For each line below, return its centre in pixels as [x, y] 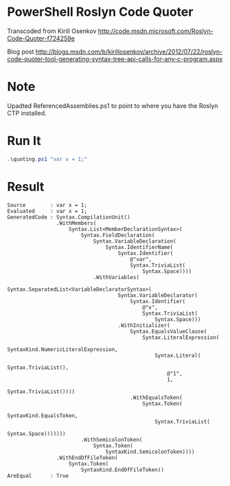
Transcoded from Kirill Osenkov [52, 31]
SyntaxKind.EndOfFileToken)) [123, 470]
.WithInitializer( [144, 325]
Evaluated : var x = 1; [47, 211]
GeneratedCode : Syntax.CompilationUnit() [69, 217]
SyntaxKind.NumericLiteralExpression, [62, 349]
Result [26, 187]
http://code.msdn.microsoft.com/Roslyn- [156, 31]
